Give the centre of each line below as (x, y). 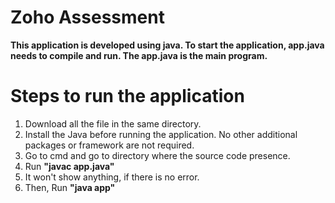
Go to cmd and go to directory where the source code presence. (157, 155)
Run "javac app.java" (69, 166)
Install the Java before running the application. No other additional (161, 134)
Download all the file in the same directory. (113, 123)
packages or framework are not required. (109, 145)
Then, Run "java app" (70, 187)
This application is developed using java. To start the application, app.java (167, 45)
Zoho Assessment (87, 17)
